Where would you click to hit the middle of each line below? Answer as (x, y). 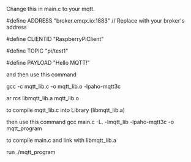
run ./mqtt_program (31, 152)
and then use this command (41, 75)
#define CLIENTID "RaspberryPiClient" (55, 39)
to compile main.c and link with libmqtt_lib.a (62, 140)
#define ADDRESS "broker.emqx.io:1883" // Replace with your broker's (95, 20)
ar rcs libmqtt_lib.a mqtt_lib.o (43, 98)
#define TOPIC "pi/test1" (37, 51)
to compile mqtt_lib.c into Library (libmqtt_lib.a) (66, 110)
